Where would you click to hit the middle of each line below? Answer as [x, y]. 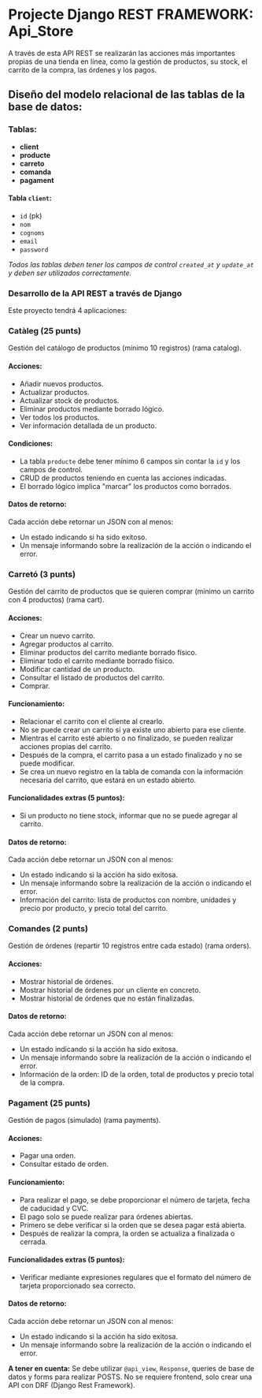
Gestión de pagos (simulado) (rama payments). [85, 1120]
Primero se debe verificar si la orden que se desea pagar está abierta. [133, 1225]
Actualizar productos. [54, 392]
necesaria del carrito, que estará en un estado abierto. [108, 780]
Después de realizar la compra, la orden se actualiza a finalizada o [127, 1233]
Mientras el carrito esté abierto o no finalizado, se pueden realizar [126, 738]
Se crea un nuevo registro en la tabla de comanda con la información [131, 771]
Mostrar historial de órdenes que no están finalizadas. [107, 998]
